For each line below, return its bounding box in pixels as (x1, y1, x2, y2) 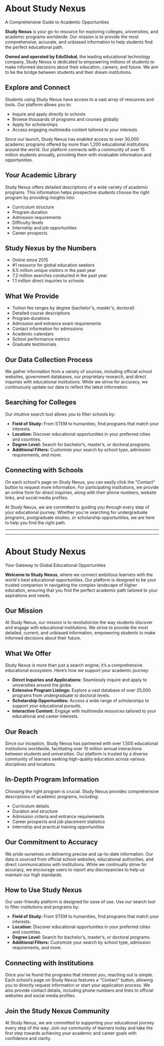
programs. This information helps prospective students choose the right (5, 189, 150, 195)
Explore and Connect (5, 84, 70, 92)
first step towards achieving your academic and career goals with (5, 1030, 137, 1036)
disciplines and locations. (5, 761, 56, 767)
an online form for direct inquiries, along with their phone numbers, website (5, 490, 157, 495)
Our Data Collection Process (5, 356, 93, 364)
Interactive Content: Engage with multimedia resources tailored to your (12, 708, 157, 714)
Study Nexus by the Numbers (5, 244, 97, 252)
